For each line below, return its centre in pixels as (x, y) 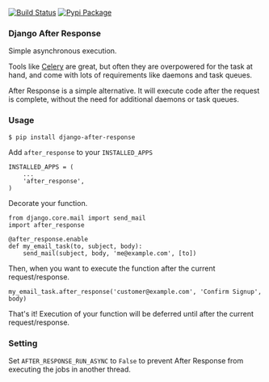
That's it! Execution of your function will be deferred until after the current (131, 313)
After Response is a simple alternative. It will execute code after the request (134, 91)
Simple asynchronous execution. (63, 51)
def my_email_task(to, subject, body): (76, 246)
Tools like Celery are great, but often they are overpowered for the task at (130, 67)
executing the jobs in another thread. (70, 369)
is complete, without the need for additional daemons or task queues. (124, 99)
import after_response (46, 225)
